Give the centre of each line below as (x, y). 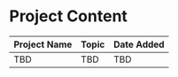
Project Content (69, 16)
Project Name (43, 44)
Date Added (139, 44)
